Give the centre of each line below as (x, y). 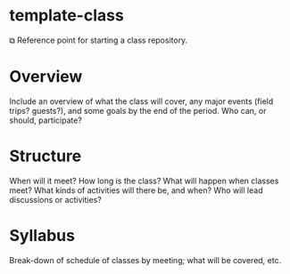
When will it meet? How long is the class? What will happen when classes (144, 181)
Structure (46, 156)
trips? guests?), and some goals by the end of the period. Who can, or (138, 110)
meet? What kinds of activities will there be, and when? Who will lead (136, 190)
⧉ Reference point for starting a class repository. (99, 40)
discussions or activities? (56, 199)
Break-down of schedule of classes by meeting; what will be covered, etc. (145, 260)
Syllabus (42, 236)
